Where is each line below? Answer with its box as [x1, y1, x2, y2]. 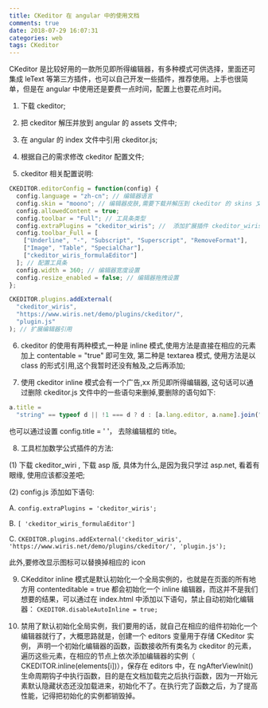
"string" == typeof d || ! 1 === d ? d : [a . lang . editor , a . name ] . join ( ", [16, 411, 266, 419]
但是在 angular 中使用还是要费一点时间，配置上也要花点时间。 [22, 85, 226, 94]
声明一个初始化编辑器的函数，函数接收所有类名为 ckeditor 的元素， [36, 641, 256, 651]
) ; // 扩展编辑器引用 [9, 324, 72, 333]
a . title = [9, 403, 42, 411]
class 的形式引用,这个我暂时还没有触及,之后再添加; [20, 360, 186, 370]
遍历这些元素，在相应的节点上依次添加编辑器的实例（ [20, 651, 196, 660]
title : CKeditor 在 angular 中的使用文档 [9, 11, 140, 20]
